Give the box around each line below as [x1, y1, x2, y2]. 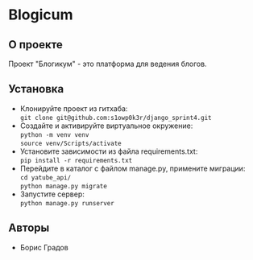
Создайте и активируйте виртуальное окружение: [19, 121, 193, 130]
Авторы [8, 221, 50, 235]
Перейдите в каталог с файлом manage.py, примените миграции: [19, 163, 246, 173]
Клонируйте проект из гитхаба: [19, 103, 128, 113]
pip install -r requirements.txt [19, 156, 133, 164]
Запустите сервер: [19, 189, 85, 199]
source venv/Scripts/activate [19, 139, 122, 147]
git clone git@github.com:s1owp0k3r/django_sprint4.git [19, 113, 212, 122]
